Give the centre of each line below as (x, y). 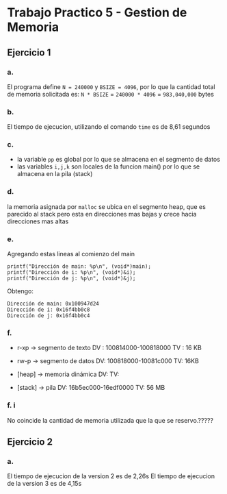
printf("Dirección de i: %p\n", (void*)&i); (71, 273)
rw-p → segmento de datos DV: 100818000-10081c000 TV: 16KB (108, 361)
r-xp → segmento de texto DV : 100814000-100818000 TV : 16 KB (109, 348)
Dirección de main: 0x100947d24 (53, 304)
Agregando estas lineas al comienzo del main (71, 254)
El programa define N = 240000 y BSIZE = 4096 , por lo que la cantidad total (111, 86)
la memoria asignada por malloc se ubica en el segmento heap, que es (107, 206)
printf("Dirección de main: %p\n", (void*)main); (79, 267)
